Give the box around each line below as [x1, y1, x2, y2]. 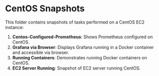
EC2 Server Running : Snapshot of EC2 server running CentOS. [12, 65, 141, 71]
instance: [5, 24, 24, 30]
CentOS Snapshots [5, 3, 85, 14]
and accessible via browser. [12, 50, 69, 55]
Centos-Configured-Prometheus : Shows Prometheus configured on [12, 34, 153, 40]
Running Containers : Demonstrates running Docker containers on [12, 54, 147, 60]
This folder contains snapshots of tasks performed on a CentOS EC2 [5, 19, 145, 25]
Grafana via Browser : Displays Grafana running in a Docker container [12, 44, 154, 50]
